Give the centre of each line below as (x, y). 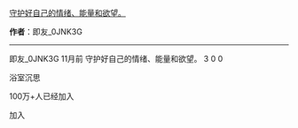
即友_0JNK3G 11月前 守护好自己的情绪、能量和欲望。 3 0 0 (116, 59)
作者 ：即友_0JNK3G (46, 32)
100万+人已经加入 (42, 96)
